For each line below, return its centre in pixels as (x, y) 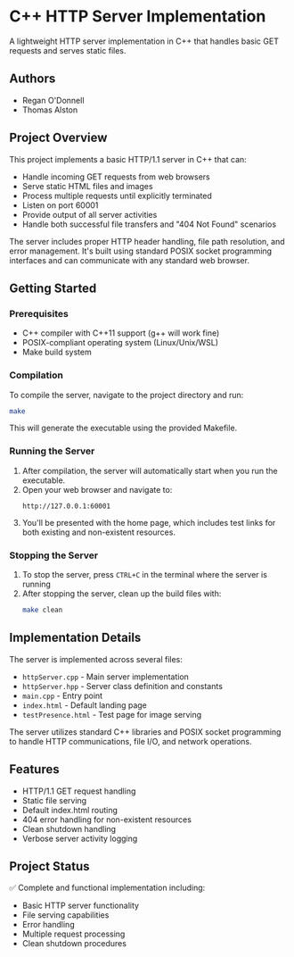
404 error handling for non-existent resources (106, 820)
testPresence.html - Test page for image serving (112, 714)
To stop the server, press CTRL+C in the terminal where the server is (144, 575)
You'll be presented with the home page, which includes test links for (149, 522)
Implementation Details (75, 638)
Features (34, 770)
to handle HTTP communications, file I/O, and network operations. (131, 741)
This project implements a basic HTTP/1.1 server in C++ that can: (128, 159)
